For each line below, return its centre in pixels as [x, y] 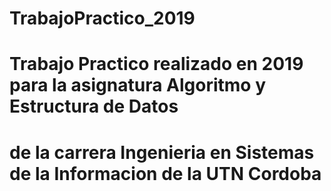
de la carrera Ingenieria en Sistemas [162, 152]
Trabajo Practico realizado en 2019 [156, 64]
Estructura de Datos [94, 106]
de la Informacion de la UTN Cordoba [165, 173]
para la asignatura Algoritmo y [137, 85]
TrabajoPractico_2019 [102, 18]
